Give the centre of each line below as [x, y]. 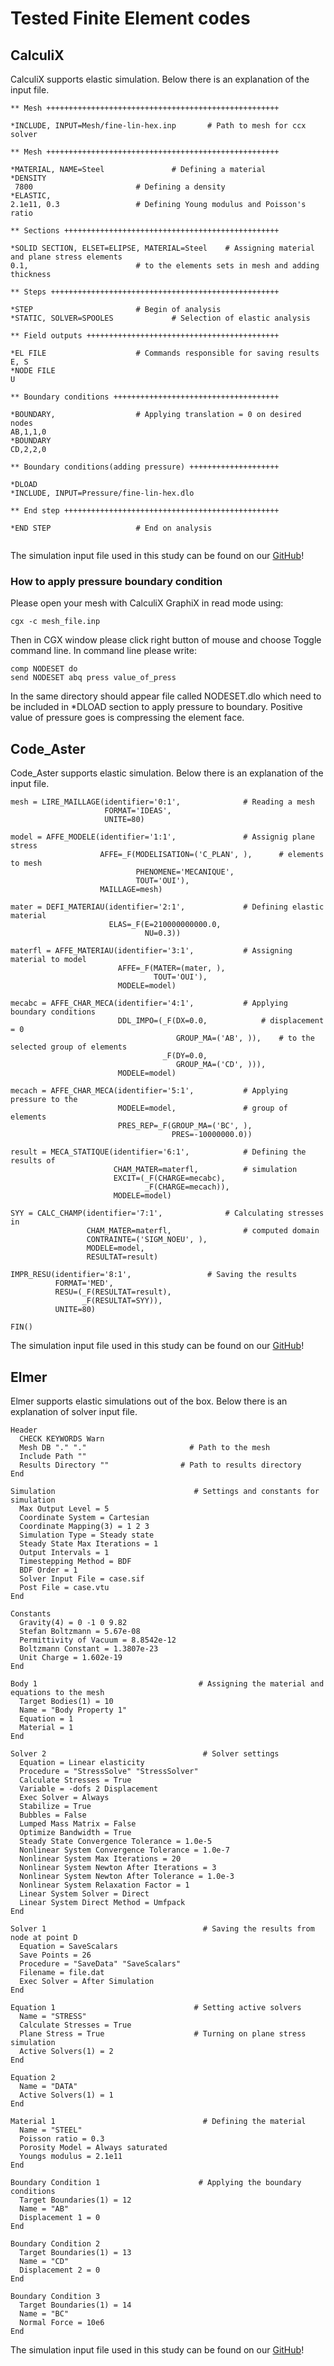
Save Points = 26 [55, 1955]
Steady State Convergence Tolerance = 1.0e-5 [116, 1841]
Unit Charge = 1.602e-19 [71, 1657]
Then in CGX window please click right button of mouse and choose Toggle [166, 640]
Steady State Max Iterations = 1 [89, 1543]
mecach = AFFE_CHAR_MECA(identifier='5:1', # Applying [149, 1091]
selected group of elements [69, 1047]
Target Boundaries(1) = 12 [75, 2200]
